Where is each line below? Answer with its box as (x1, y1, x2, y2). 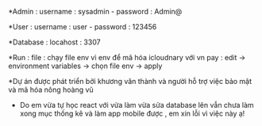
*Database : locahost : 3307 (8, 37, 101, 47)
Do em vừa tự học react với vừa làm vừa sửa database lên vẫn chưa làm (19, 101, 254, 109)
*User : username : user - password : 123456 (8, 22, 157, 31)
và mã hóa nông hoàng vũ (8, 85, 94, 94)
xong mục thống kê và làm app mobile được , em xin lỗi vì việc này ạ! (19, 109, 245, 118)
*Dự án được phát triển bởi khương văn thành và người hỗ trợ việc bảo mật (8, 77, 252, 86)
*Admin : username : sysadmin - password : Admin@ (8, 7, 183, 16)
